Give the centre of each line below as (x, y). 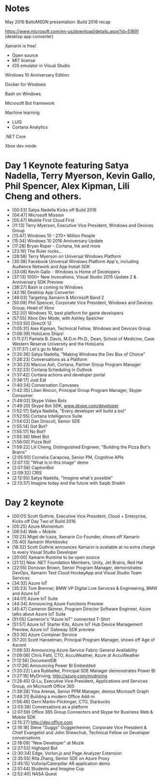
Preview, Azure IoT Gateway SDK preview (53, 629)
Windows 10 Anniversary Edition (37, 75)
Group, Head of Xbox (33, 308)
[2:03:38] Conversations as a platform (50, 707)
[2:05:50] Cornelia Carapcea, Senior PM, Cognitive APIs (68, 457)
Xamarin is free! (21, 46)
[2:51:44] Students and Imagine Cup (48, 768)
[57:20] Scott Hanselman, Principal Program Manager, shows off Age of (83, 640)
